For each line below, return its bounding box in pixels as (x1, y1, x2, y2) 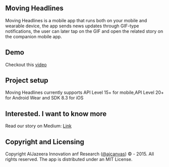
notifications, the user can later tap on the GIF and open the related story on (5, 28, 163, 34)
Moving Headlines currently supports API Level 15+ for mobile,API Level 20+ (5, 89, 164, 95)
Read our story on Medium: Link (5, 123, 72, 129)
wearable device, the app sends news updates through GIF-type (5, 23, 139, 29)
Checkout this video (5, 62, 47, 68)
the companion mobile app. (5, 33, 62, 39)
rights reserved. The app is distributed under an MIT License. (5, 156, 133, 162)
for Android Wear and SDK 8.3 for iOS (5, 95, 84, 101)
